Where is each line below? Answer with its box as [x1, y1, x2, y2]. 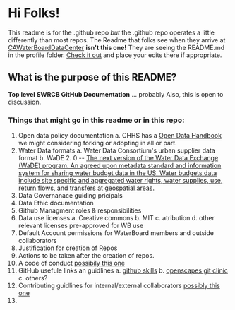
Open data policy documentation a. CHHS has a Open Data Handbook [18, 131, 222, 140]
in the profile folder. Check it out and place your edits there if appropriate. [8, 51, 222, 59]
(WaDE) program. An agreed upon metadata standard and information [18, 161, 222, 170]
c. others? [18, 274, 48, 282]
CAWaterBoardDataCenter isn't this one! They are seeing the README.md [8, 43, 225, 52]
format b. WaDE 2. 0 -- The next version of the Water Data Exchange [18, 154, 219, 162]
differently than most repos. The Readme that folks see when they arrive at [8, 35, 226, 44]
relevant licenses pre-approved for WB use [18, 221, 144, 230]
